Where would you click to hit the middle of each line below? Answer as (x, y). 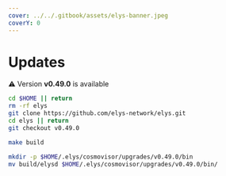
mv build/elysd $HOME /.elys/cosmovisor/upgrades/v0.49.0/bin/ (113, 164)
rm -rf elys (28, 106)
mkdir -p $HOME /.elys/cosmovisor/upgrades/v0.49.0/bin (101, 157)
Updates (37, 62)
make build (26, 142)
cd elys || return (38, 121)
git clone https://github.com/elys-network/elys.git (97, 113)
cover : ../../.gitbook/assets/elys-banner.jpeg (88, 15)
